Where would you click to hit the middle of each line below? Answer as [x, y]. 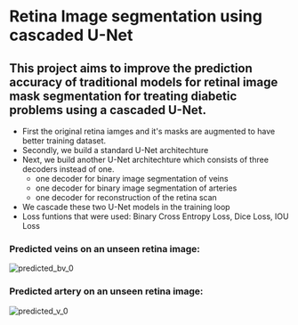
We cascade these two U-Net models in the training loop [126, 207]
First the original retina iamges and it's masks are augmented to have [149, 131]
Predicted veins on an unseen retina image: [105, 248]
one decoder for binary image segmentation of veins [132, 179]
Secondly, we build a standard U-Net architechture [115, 150]
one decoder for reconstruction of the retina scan [126, 197]
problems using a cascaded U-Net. [108, 110]
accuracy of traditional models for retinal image [144, 82]
